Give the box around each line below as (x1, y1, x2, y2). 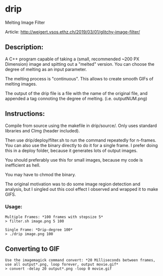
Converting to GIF (5, 245, 60, 253)
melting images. (5, 81, 37, 87)
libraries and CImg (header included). (5, 128, 80, 133)
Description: (5, 43, 44, 52)
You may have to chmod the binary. (5, 171, 76, 177)
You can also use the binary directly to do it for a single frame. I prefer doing (5, 142, 158, 148)
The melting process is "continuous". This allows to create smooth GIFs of (5, 75, 154, 81)
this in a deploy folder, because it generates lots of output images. (5, 147, 138, 153)
